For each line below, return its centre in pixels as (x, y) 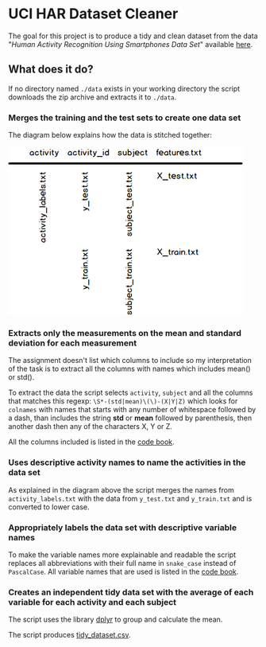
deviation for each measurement (73, 343)
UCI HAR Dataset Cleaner (93, 14)
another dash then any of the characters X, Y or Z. (91, 427)
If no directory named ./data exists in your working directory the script (124, 88)
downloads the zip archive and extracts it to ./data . (93, 97)
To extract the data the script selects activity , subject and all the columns (131, 393)
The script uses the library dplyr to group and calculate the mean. (116, 620)
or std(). (21, 377)
